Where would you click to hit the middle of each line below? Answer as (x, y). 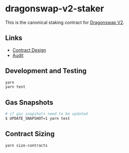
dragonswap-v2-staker (55, 9)
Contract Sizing (30, 134)
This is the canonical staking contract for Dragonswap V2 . (65, 22)
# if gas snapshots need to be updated (47, 114)
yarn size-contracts (27, 145)
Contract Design (29, 50)
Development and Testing (46, 71)
